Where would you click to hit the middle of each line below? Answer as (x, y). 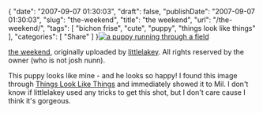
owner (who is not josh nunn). (56, 60)
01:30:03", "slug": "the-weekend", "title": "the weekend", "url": (110, 20)
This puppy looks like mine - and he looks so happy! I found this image (123, 75)
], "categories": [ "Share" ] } (53, 36)
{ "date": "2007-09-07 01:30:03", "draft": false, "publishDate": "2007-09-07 (131, 11)
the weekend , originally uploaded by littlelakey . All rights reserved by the (126, 52)
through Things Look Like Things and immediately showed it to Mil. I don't (128, 84)
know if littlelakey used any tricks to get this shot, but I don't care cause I (127, 92)
